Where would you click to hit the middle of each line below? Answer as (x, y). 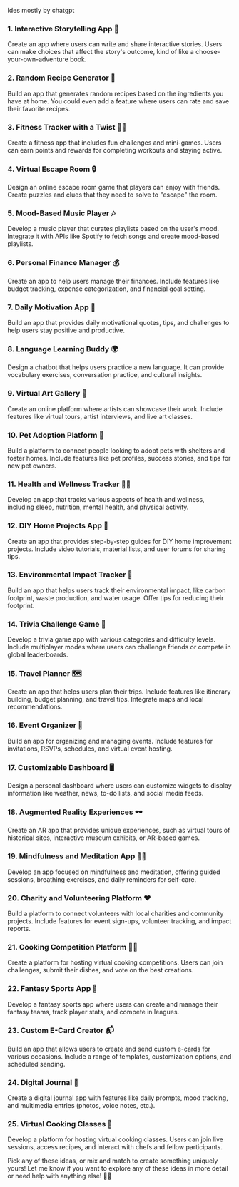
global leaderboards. (38, 654)
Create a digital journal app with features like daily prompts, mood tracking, (118, 1098)
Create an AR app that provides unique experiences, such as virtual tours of (119, 831)
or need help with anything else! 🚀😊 (60, 1176)
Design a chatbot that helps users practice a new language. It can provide (116, 367)
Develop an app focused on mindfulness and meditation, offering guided (114, 872)
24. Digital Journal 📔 (43, 1082)
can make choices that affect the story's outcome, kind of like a (101, 52)
